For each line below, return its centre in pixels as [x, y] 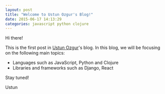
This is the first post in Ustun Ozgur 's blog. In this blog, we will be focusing [83, 47]
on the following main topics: [35, 53]
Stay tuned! [17, 77]
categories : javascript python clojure [47, 24]
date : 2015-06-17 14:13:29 [33, 19]
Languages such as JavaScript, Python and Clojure [65, 62]
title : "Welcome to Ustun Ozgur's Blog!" [49, 14]
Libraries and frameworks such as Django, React [63, 68]
